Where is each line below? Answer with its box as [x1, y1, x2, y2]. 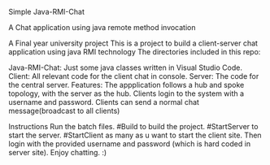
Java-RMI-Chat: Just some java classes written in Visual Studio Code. [8, 63, 242, 72]
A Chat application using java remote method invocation [8, 23, 197, 32]
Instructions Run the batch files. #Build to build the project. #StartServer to [8, 122, 259, 131]
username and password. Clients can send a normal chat [8, 98, 199, 106]
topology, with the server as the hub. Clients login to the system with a [8, 89, 245, 98]
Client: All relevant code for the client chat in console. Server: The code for [8, 72, 259, 80]
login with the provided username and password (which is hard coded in [8, 139, 250, 149]
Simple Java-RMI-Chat [8, 7, 85, 16]
